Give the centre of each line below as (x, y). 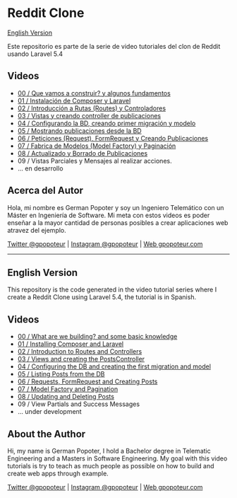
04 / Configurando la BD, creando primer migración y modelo (107, 123)
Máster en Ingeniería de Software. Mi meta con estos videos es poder (109, 215)
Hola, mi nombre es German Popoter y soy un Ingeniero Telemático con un (116, 207)
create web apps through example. (58, 473)
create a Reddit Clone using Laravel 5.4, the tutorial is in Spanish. (102, 297)
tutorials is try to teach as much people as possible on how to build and (111, 466)
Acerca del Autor (45, 191)
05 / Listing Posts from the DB (61, 374)
